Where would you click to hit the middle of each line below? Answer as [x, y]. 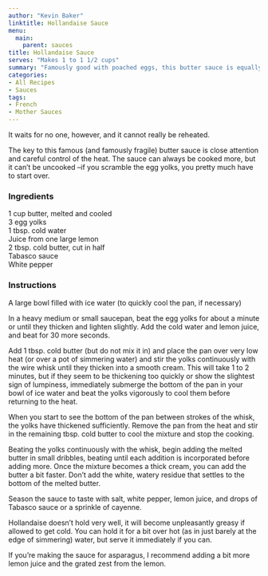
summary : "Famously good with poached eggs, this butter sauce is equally [135, 68]
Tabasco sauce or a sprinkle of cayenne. [75, 507]
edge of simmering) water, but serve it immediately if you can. [110, 539]
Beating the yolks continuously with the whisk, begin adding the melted [125, 449]
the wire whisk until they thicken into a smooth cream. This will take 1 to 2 [129, 367]
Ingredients [31, 196]
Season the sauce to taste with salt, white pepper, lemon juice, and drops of [133, 499]
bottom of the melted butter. [55, 483]
